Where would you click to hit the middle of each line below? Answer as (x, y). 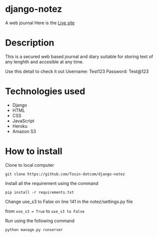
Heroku (20, 126)
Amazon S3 (24, 131)
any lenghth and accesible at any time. (45, 62)
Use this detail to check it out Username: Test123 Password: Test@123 (77, 71)
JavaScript (23, 121)
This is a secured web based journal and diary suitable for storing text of (79, 56)
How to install (34, 151)
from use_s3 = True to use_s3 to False (45, 211)
